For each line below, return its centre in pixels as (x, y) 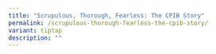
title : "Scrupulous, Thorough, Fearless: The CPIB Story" (106, 15)
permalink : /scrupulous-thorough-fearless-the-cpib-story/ (108, 23)
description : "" (35, 38)
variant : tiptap (35, 30)
